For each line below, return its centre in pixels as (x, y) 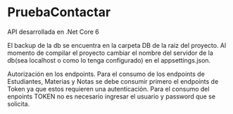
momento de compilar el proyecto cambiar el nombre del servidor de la (110, 53)
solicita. (19, 103)
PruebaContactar (59, 12)
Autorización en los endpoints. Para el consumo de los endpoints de (106, 74)
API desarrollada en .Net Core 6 (53, 32)
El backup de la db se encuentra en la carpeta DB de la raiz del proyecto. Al (117, 45)
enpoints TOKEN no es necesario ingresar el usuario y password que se (112, 96)
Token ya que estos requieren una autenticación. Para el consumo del (108, 89)
